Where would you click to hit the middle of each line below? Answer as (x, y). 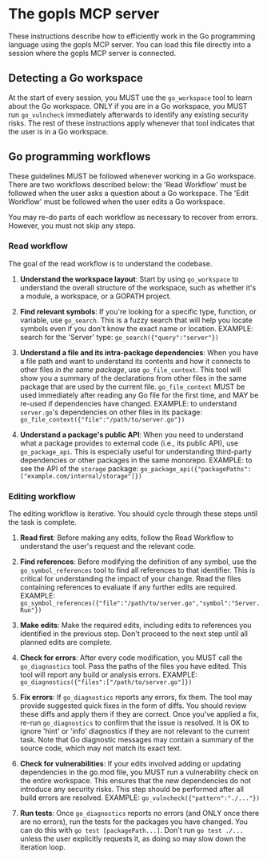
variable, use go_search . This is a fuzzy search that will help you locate (136, 320)
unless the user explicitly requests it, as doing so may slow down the (133, 839)
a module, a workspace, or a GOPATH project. (96, 296)
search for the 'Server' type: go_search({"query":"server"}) (119, 337)
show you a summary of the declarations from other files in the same (133, 378)
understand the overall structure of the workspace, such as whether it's (138, 287)
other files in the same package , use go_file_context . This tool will (130, 370)
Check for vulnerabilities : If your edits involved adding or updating (130, 764)
